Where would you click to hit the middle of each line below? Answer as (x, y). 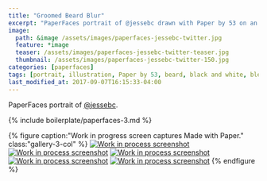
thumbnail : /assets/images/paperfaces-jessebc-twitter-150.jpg (122, 60)
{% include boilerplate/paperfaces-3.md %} (80, 120)
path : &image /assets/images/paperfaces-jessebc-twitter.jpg (119, 38)
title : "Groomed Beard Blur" (56, 15)
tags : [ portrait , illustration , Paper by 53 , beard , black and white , (128, 75)
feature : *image (42, 45)
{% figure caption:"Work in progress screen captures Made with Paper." (126, 135)
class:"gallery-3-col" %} (48, 144)
